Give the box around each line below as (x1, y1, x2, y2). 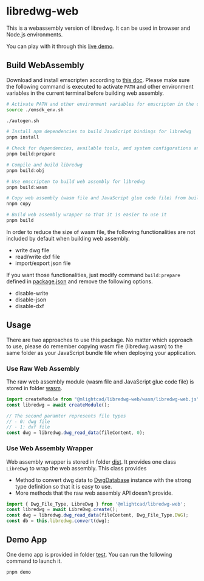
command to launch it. (6, 557, 63, 565)
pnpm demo (6, 569, 32, 575)
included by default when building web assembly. (6, 235, 131, 242)
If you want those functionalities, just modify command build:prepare (6, 271, 181, 278)
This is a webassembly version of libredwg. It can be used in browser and (6, 24, 191, 32)
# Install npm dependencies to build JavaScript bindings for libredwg (6, 129, 191, 135)
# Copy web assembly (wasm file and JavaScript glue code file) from (6, 195, 186, 201)
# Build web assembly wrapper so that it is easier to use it (6, 211, 167, 218)
